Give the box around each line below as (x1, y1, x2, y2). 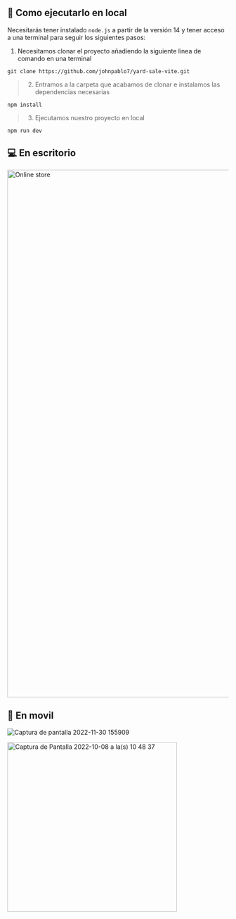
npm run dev (7, 127, 42, 134)
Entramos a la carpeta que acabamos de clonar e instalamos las (34, 80, 221, 89)
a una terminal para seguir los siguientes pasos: (7, 33, 146, 41)
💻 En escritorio (7, 147, 76, 159)
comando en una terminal (17, 54, 92, 63)
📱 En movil (7, 709, 54, 721)
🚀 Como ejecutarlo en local (7, 7, 128, 19)
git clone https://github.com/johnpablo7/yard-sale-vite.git (7, 68, 190, 75)
